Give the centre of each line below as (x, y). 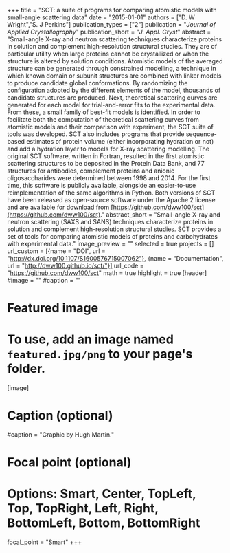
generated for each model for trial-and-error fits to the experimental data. (111, 105)
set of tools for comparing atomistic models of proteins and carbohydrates (113, 236)
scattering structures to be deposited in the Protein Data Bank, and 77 (106, 163)
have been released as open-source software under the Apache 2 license (111, 200)
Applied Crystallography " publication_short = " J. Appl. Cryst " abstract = (109, 32)
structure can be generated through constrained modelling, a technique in (112, 68)
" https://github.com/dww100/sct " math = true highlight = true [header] (107, 273)
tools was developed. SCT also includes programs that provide (96, 134)
